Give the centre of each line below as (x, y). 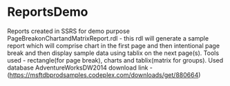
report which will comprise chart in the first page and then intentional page (113, 45)
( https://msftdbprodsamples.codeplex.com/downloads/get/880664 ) (104, 75)
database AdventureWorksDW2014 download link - (80, 67)
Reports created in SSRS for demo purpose (68, 31)
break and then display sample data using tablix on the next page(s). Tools (113, 53)
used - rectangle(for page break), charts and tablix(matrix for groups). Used (115, 60)
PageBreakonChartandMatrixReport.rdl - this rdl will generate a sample (108, 38)
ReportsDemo (48, 12)
